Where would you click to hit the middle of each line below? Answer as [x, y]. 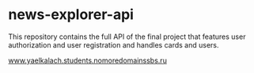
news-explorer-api [71, 15]
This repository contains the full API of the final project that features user [127, 36]
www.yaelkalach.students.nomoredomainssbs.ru [88, 60]
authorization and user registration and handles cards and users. [114, 44]
